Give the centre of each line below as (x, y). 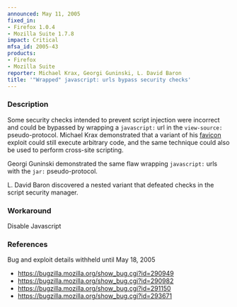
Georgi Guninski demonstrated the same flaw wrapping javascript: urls (112, 163)
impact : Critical (33, 40)
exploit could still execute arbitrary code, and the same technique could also (118, 142)
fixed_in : (22, 21)
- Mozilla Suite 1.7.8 (41, 34)
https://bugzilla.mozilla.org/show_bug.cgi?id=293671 (94, 296)
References (28, 244)
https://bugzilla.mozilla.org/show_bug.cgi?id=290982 (96, 281)
